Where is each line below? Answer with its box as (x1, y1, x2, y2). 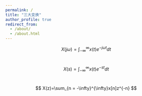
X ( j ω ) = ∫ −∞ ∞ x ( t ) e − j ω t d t (61, 45, 111, 54)
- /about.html (10, 31, 40, 36)
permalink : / (5, 7, 33, 13)
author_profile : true (5, 17, 52, 22)
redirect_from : (5, 21, 38, 27)
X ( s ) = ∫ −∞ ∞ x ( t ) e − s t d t (63, 65, 109, 73)
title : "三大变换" (5, 12, 42, 17)
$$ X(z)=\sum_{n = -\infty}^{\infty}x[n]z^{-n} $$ (35, 85, 137, 91)
